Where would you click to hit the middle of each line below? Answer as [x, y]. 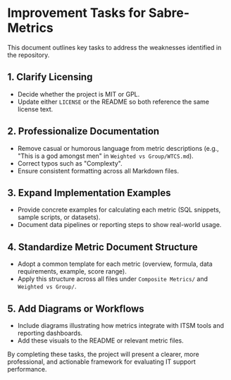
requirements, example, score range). [72, 271]
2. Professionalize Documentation [83, 131]
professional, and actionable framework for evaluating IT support [101, 362]
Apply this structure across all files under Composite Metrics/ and [113, 279]
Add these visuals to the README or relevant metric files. [101, 341]
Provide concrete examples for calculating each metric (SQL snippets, [119, 210]
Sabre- [169, 13]
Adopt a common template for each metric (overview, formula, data [115, 264]
